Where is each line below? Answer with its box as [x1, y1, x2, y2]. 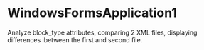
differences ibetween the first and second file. [7, 35, 143, 44]
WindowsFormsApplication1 [7, 5, 178, 21]
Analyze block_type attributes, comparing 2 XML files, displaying [7, 28, 198, 37]
